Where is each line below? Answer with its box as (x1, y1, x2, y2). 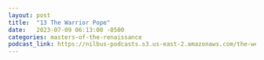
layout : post (8, 11, 51, 19)
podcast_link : (8, 41, 55, 48)
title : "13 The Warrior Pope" (8, 19, 111, 26)
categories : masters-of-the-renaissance (8, 33, 143, 41)
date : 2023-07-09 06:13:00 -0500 (8, 26, 125, 34)
